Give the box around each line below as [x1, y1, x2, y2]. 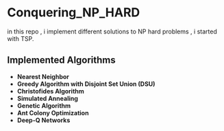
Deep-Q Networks [16, 116, 71, 124]
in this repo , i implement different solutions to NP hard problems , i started [7, 27, 217, 35]
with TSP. [7, 34, 34, 42]
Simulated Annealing [16, 94, 79, 102]
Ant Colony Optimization [16, 108, 89, 117]
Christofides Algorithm [16, 87, 84, 95]
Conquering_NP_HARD [7, 5, 140, 20]
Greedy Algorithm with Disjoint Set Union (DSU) [16, 80, 155, 88]
